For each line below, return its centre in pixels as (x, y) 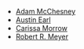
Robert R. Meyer (42, 36)
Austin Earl (33, 20)
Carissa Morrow (42, 28)
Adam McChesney (46, 11)
